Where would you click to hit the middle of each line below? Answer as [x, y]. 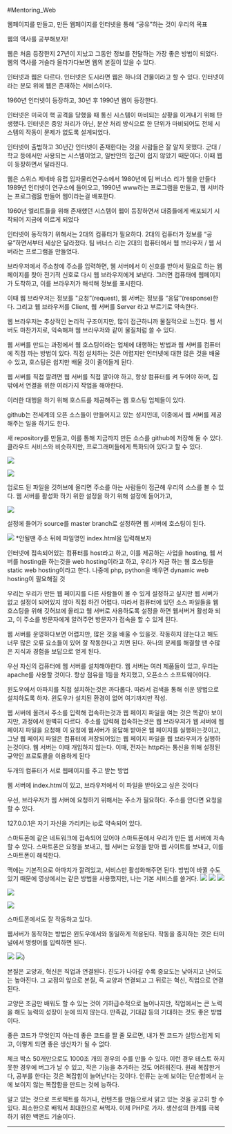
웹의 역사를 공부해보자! [38, 39]
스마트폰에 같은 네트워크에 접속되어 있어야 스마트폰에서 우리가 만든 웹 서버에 [109, 838]
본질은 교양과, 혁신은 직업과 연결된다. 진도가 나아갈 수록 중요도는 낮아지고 [106, 971]
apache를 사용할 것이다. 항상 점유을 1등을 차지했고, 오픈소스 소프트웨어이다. [109, 674]
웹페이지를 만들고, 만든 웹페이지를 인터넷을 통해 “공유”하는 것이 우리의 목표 [107, 24]
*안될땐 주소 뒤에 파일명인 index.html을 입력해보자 [84, 538]
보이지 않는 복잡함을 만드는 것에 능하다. [67, 1085]
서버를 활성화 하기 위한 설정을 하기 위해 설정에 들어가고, [98, 496]
